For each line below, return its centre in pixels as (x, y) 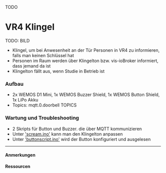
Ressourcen (18, 166)
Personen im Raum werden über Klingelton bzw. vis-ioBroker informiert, (85, 61)
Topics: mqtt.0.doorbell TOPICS (44, 105)
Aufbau (14, 84)
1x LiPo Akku (25, 100)
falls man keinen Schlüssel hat (43, 55)
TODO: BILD (18, 40)
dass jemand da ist (31, 66)
